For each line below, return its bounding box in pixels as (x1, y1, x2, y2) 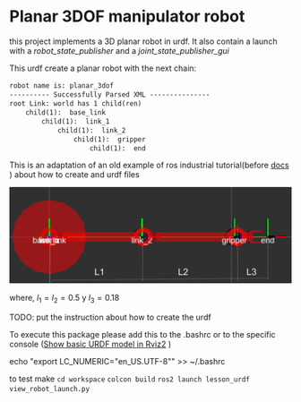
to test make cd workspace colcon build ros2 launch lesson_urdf (9, 373, 251, 384)
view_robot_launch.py (9, 384, 90, 393)
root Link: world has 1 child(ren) (9, 98, 142, 108)
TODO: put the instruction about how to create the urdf (9, 312, 212, 322)
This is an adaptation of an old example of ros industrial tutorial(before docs (9, 159, 289, 170)
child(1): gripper (73, 134, 146, 144)
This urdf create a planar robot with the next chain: (9, 63, 197, 73)
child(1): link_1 (41, 116, 110, 126)
